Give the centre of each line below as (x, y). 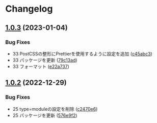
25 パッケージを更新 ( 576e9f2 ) (45, 115)
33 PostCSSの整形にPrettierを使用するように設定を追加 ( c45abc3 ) (83, 53)
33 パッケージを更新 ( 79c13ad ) (45, 60)
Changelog (29, 9)
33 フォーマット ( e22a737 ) (41, 66)
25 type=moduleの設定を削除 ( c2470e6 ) (55, 109)
